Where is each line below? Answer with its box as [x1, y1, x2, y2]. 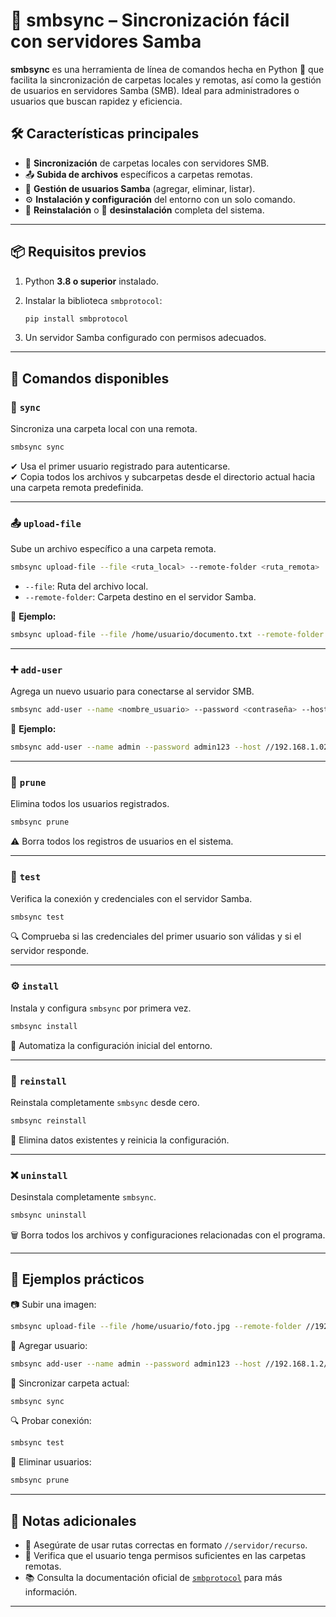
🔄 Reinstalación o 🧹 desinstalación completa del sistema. [24, 204, 265, 216]
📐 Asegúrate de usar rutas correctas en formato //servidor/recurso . [24, 1539, 308, 1551]
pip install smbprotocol [24, 314, 129, 324]
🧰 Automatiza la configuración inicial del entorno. [10, 1039, 213, 1051]
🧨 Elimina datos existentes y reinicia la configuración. [10, 1134, 230, 1146]
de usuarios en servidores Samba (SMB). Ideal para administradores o [10, 84, 300, 96]
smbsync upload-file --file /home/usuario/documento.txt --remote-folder [10, 630, 325, 640]
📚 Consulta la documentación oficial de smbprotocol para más [24, 1571, 283, 1583]
